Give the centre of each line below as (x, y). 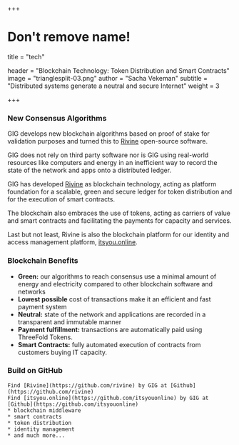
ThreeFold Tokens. (45, 337)
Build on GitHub (35, 371)
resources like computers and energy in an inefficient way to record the (112, 163)
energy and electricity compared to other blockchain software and (115, 284)
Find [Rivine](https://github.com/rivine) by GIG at (87, 385)
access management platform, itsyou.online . (72, 242)
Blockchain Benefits (43, 261)
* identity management (41, 429)
